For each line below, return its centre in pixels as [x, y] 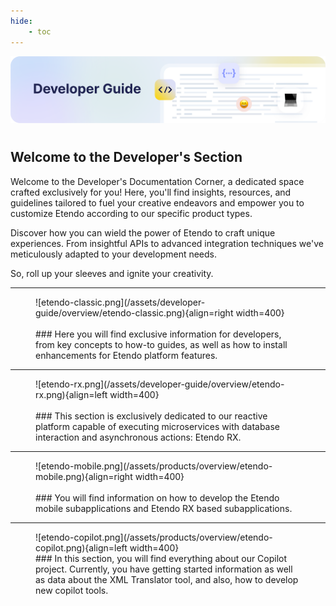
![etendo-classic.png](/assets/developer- [120, 302]
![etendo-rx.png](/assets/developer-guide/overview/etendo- [160, 384]
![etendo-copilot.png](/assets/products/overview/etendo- [154, 537]
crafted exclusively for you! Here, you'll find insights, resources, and [151, 192]
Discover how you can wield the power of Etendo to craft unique [143, 232]
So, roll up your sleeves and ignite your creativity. [112, 273]
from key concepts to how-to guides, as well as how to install [161, 344]
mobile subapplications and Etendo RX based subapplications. [164, 508]
